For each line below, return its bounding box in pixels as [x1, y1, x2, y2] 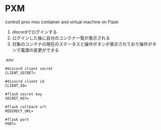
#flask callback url [5, 104, 47, 109]
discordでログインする [12, 29, 57, 34]
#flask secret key [5, 92, 42, 97]
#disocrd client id [5, 79, 45, 84]
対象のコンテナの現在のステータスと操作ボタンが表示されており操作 [12, 41, 148, 47]
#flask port [5, 117, 29, 122]
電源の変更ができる [20, 47, 59, 53]
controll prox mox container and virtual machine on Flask [5, 19, 119, 25]
